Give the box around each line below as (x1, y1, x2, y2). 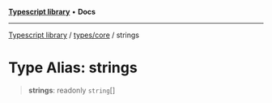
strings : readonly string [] (28, 85, 116, 95)
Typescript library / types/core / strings (8, 30, 140, 40)
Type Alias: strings (8, 58, 138, 77)
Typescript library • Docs (8, 7, 96, 16)
